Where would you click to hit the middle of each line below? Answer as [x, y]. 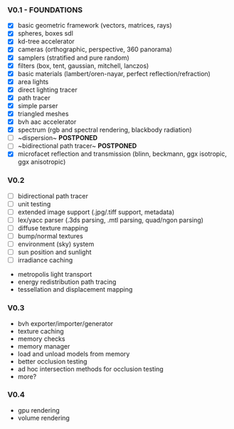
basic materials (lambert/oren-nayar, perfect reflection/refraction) [114, 73]
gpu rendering [39, 410]
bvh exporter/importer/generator [65, 323]
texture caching [41, 331]
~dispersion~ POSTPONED [58, 138]
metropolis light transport [55, 275]
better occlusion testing [52, 361]
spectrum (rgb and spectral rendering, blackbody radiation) [105, 130]
